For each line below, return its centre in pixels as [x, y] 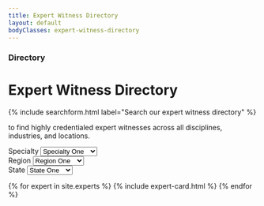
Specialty [24, 152]
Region [20, 161]
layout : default [35, 23]
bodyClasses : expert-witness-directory [74, 30]
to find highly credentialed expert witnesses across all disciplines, [115, 128]
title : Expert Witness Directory [63, 15]
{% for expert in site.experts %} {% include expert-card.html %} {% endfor [130, 186]
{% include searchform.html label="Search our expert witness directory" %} [132, 112]
